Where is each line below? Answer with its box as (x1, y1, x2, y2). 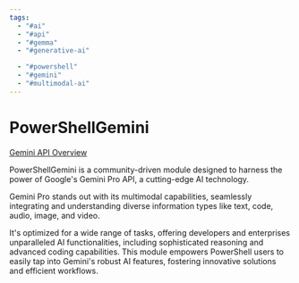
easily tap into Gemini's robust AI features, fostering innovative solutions (9, 255, 277, 266)
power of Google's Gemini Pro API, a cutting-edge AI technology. (9, 173, 249, 184)
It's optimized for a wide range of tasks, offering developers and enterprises (9, 227, 291, 237)
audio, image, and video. (9, 210, 100, 221)
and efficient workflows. (9, 265, 98, 276)
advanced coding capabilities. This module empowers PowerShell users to (9, 246, 285, 257)
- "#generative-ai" (17, 46, 90, 55)
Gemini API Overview (9, 146, 88, 157)
